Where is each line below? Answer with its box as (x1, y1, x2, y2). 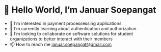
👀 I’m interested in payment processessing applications (9, 20, 122, 26)
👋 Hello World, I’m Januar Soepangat (3, 4, 157, 16)
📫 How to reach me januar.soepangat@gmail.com (9, 41, 112, 47)
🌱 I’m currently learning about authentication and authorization (9, 25, 136, 31)
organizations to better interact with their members (9, 36, 113, 42)
